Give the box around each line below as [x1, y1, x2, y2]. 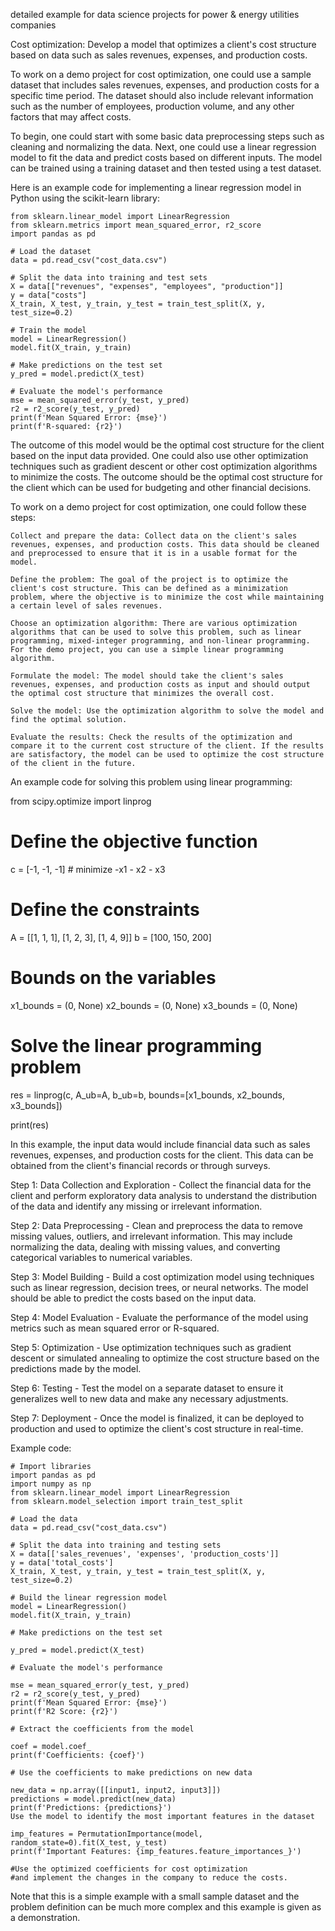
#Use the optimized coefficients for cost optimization [10, 1864, 248, 1874]
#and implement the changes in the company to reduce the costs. [10, 1872, 288, 1883]
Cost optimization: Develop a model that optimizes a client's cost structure [10, 39, 317, 50]
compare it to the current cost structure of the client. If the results [10, 741, 325, 751]
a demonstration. [10, 1911, 81, 1923]
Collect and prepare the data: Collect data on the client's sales [10, 531, 298, 541]
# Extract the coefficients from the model [10, 1724, 195, 1734]
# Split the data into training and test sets [10, 273, 208, 283]
